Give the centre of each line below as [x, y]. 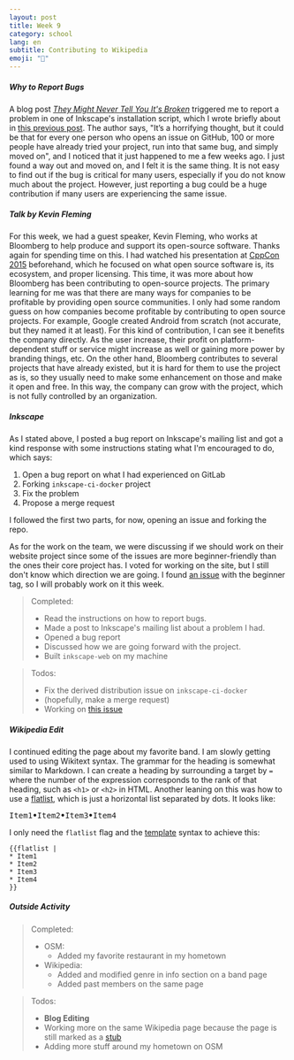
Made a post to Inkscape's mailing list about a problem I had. [155, 627]
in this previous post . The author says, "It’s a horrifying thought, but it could [147, 127]
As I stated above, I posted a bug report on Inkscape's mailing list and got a [147, 438]
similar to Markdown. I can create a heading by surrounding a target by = [141, 770]
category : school [41, 34]
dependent [29, 349]
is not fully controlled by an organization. [83, 396]
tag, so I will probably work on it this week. [87, 584]
